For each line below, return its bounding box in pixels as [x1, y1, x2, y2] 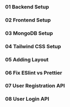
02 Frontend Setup [5, 16, 51, 23]
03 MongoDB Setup [5, 29, 53, 36]
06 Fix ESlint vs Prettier [5, 69, 63, 76]
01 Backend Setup [5, 3, 49, 10]
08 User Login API [5, 96, 49, 103]
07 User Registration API [5, 82, 65, 89]
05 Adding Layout [5, 56, 49, 63]
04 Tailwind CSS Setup [5, 43, 62, 50]
